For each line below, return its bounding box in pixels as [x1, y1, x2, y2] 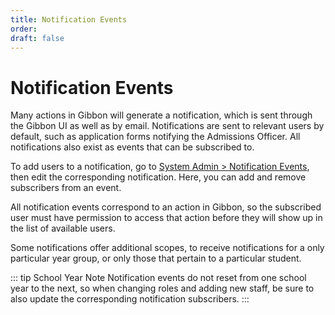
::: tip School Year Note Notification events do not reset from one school [10, 272, 307, 284]
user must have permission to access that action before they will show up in [10, 212, 323, 224]
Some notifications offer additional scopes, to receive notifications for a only [10, 242, 325, 254]
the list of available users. [10, 222, 116, 235]
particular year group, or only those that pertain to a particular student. [10, 252, 302, 265]
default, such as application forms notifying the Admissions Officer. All [10, 131, 301, 143]
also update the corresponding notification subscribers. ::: [10, 293, 250, 305]
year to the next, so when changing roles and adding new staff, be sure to [10, 282, 315, 295]
